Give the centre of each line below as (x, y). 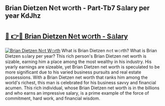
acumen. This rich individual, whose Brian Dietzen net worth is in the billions (82, 88)
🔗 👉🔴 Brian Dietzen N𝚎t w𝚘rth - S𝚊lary (66, 36)
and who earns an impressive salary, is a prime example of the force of (77, 93)
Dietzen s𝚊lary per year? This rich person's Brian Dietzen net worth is (76, 56)
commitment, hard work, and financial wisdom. (53, 98)
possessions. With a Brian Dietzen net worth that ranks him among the (76, 77)
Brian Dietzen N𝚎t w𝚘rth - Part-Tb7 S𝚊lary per (78, 8)
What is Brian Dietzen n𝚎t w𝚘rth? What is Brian (109, 51)
